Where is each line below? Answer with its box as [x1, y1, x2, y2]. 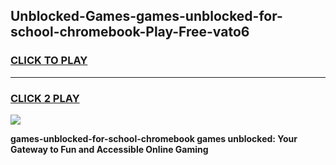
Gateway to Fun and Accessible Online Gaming [10, 143, 209, 155]
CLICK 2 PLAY [10, 91, 80, 105]
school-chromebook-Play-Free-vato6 [10, 24, 250, 41]
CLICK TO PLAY [10, 54, 88, 68]
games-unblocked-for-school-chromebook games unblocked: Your [10, 132, 298, 144]
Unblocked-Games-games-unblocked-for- [10, 8, 283, 25]
